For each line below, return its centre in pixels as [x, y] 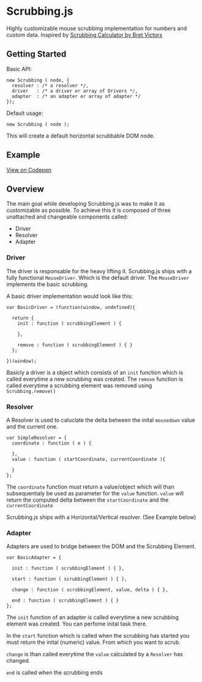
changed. [18, 661]
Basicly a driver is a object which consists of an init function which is [95, 372]
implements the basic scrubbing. [47, 284]
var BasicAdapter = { [34, 558]
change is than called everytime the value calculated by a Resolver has [95, 654]
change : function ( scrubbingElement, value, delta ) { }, [90, 590]
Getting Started [36, 54]
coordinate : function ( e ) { [52, 443]
